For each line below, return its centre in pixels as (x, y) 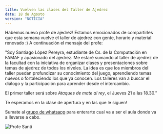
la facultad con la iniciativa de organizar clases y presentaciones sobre (76, 63)
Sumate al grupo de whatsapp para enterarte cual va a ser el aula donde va (81, 112)
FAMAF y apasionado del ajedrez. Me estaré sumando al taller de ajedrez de (82, 58)
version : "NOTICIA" (25, 19)
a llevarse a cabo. (23, 117)
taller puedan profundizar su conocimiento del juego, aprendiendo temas (78, 73)
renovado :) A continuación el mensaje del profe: (54, 43)
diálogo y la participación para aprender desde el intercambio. (68, 84)
